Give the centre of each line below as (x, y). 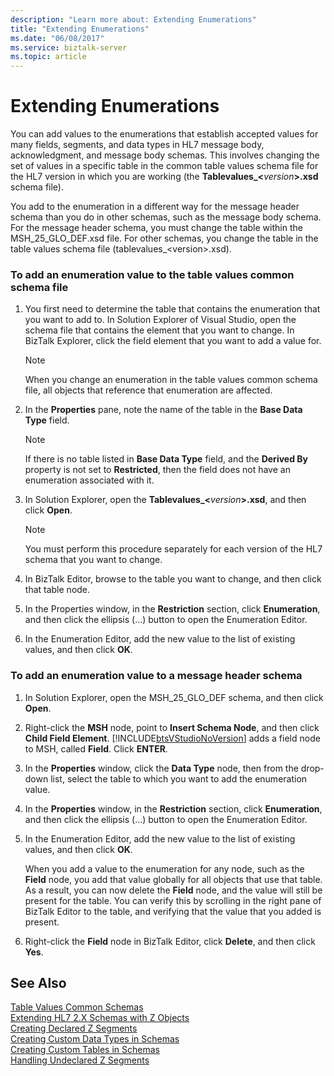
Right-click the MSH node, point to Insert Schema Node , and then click (172, 727)
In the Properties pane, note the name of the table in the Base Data (163, 410)
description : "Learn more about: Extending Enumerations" (133, 19)
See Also (38, 983)
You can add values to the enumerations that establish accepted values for (164, 134)
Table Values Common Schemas (77, 1007)
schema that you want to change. (93, 560)
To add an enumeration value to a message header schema (156, 676)
